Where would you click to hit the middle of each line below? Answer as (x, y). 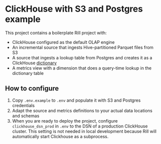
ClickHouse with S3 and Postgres (74, 9)
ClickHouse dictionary (34, 63)
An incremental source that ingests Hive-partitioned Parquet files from (83, 47)
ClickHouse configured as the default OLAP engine (63, 42)
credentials (23, 105)
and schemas (26, 116)
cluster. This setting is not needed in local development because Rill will (84, 131)
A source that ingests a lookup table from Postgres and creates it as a (82, 57)
